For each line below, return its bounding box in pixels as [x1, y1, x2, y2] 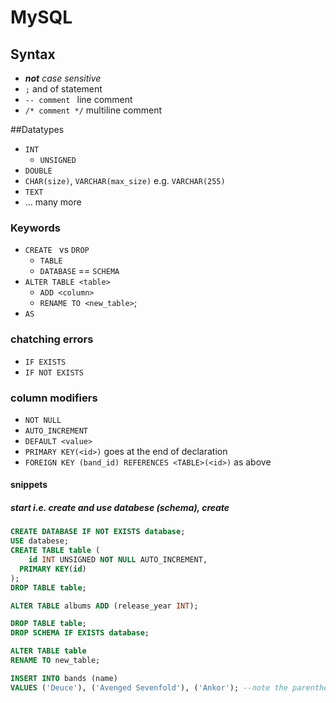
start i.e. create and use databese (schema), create [10, 502, 230, 514]
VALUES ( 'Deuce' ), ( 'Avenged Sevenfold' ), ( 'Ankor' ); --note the [10, 682, 288, 693]
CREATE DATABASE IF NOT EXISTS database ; [10, 527, 186, 537]
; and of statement [24, 83, 103, 95]
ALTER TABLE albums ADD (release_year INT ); [10, 601, 199, 611]
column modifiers [10, 391, 98, 405]
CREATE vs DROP [24, 244, 90, 256]
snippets [10, 479, 48, 491]
